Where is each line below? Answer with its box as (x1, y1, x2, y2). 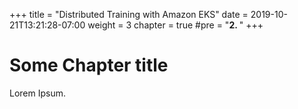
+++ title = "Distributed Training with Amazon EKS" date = (9, 9, 249, 20)
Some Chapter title (9, 54, 169, 77)
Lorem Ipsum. (9, 87, 67, 99)
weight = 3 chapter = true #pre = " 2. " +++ (87, 19, 264, 31)
